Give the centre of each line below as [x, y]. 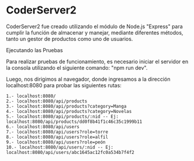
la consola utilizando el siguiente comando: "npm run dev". [77, 67]
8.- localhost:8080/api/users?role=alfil [57, 137]
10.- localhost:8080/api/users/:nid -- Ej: [60, 147]
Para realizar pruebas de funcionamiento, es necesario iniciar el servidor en [97, 61]
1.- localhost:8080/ [31, 96]
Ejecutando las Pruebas [34, 50]
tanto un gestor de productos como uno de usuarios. [70, 39]
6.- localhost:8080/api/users [43, 126]
